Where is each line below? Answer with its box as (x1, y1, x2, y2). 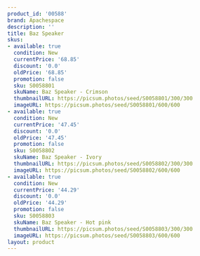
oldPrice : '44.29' (13, 199, 68, 207)
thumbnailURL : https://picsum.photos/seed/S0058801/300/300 (13, 95, 193, 102)
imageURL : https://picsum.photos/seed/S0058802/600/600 (13, 166, 180, 174)
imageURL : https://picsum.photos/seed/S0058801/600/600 (13, 102, 180, 109)
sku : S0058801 (13, 82, 55, 89)
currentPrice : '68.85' (13, 56, 80, 63)
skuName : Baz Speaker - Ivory (13, 154, 102, 161)
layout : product (7, 238, 55, 245)
